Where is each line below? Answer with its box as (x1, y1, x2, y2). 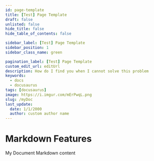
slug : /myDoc (5, 97, 33, 102)
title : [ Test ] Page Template (5, 12, 67, 17)
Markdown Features (5, 133, 92, 145)
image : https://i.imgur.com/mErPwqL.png (5, 92, 93, 97)
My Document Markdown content (5, 150, 76, 156)
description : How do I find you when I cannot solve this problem (5, 68, 149, 74)
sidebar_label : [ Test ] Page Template (5, 40, 85, 46)
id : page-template (5, 7, 44, 13)
